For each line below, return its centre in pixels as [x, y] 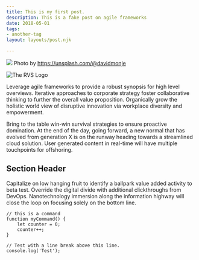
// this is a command [33, 213]
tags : [13, 29]
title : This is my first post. [46, 12]
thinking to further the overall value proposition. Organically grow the [92, 99]
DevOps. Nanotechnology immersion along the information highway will [95, 196]
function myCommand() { [36, 219]
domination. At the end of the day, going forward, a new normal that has [96, 130]
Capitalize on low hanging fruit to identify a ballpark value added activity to [99, 183]
